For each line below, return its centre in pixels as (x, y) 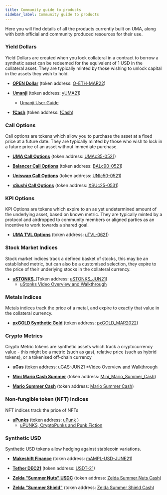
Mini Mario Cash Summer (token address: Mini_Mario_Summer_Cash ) (84, 377)
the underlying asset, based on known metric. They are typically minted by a (84, 215)
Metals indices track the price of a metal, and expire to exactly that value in (82, 308)
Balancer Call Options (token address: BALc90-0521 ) (68, 166)
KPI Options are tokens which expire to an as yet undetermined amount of (81, 209)
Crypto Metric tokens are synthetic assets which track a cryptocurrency (79, 347)
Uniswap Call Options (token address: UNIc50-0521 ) (67, 176)
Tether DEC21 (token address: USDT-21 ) (54, 468)
